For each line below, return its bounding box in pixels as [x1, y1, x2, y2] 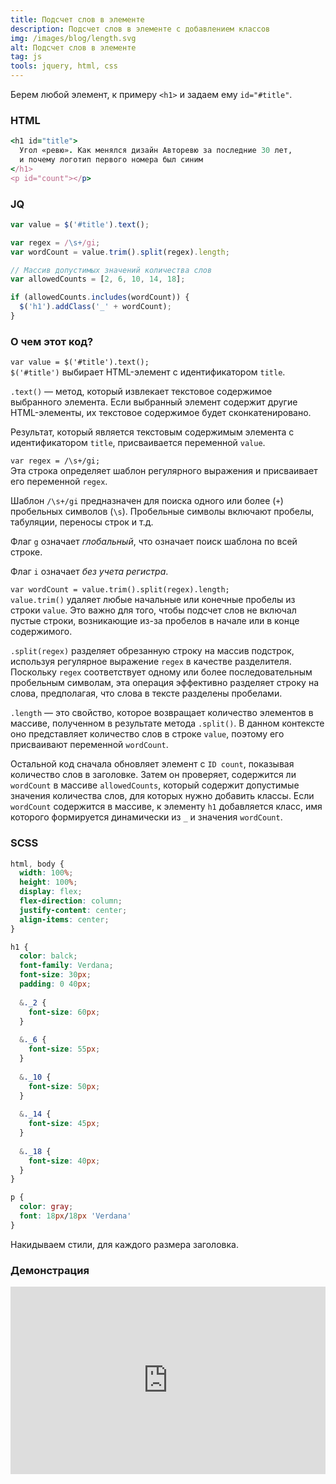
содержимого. [10, 626, 73, 638]
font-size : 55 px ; [28, 1044, 101, 1055]
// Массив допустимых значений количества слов [10, 265, 213, 275]
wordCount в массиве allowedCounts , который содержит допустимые [10, 779, 300, 791]
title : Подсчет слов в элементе [10, 14, 145, 25]
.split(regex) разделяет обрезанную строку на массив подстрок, [10, 645, 295, 657]
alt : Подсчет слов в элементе [10, 42, 137, 53]
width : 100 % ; [19, 868, 74, 878]
